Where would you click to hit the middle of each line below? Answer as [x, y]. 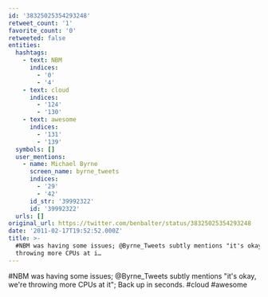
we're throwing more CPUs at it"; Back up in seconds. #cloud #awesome [128, 284]
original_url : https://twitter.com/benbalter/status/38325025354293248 [130, 224]
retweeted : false [37, 38]
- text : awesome [50, 120]
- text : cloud [46, 90]
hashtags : [32, 53]
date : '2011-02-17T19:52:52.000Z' [66, 231]
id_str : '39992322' [61, 201]
